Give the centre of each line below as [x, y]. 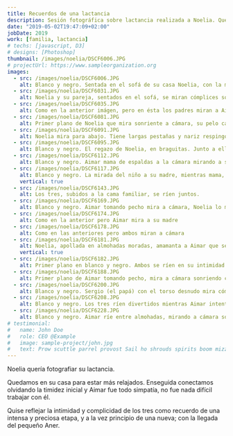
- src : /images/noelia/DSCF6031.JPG [66, 91]
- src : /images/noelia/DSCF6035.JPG [66, 104]
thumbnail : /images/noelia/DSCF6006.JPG [67, 59]
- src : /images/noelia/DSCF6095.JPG [66, 143]
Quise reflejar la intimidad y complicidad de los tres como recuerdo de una [114, 411]
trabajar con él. [29, 397]
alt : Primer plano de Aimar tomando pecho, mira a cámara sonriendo [121, 278]
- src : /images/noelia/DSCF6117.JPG [66, 168]
